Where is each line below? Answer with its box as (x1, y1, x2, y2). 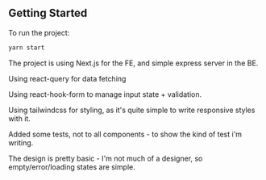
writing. (8, 137, 34, 148)
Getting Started (8, 6, 88, 20)
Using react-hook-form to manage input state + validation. (8, 89, 202, 99)
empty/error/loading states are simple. (8, 161, 135, 172)
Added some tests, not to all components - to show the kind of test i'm (8, 129, 243, 139)
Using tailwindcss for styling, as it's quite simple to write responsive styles (8, 105, 256, 115)
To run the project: (8, 27, 70, 37)
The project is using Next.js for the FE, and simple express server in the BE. (8, 58, 259, 68)
